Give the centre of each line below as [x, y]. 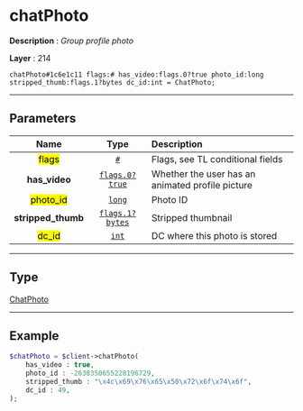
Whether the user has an [204, 174]
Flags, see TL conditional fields [217, 159]
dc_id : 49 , [48, 390]
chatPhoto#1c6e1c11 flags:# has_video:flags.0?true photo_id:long [137, 74]
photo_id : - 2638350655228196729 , [90, 374]
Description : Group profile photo [71, 41]
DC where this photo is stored [215, 235]
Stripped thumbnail [192, 217]
